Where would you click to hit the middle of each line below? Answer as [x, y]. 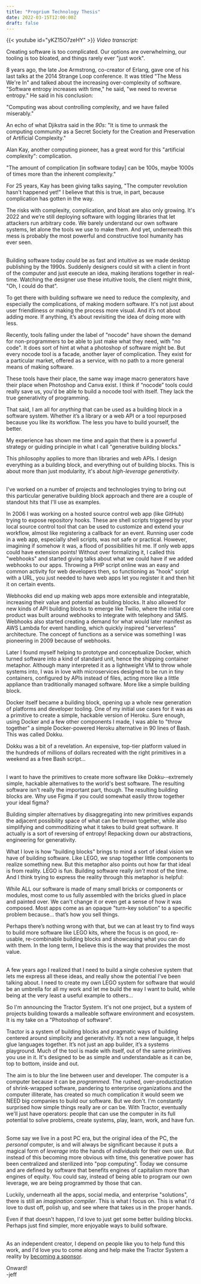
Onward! [17, 1268]
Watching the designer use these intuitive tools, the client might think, [106, 280]
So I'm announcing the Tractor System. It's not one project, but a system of [99, 1007]
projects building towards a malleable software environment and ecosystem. [100, 1013]
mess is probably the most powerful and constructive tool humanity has [95, 236]
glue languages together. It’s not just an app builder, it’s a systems [88, 1044]
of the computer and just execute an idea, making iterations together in [94, 273]
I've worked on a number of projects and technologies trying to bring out [96, 489]
